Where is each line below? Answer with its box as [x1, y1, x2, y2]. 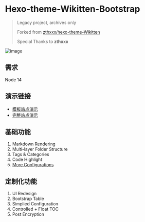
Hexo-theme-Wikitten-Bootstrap [5, 3, 140, 15]
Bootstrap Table [12, 196, 44, 201]
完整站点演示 [12, 112, 38, 118]
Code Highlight [12, 156, 42, 162]
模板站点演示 [12, 106, 38, 112]
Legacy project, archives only [17, 20, 76, 25]
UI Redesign [12, 191, 37, 197]
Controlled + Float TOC [12, 206, 59, 212]
